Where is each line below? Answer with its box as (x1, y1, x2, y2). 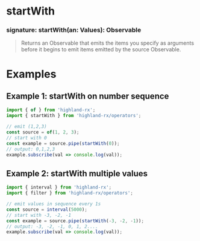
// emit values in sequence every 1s (6, 201, 101, 207)
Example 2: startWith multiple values (6, 168, 148, 179)
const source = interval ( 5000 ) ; (6, 207, 87, 213)
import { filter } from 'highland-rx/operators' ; (6, 190, 134, 196)
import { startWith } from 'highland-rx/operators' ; (6, 113, 142, 119)
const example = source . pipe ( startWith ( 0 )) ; (6, 140, 120, 146)
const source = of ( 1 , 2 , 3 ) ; (6, 129, 80, 135)
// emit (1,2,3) (6, 124, 47, 130)
